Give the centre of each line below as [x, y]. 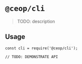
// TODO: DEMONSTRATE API [31, 57]
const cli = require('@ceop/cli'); [41, 48]
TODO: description [36, 21]
